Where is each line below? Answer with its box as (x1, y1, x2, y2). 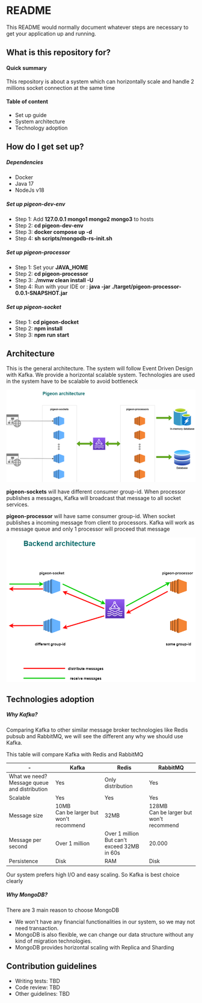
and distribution (8, 785, 48, 793)
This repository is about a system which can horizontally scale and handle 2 (6, 78, 194, 85)
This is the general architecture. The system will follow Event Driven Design (6, 364, 194, 372)
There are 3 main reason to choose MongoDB (6, 906, 120, 914)
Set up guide (14, 111, 47, 118)
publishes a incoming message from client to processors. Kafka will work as (6, 519, 195, 526)
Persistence (8, 858, 38, 865)
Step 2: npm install (14, 325, 63, 332)
